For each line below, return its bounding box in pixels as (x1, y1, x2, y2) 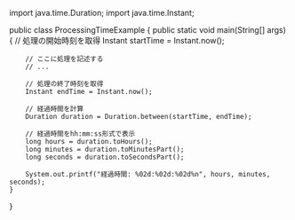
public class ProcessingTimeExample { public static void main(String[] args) (9, 25, 287, 35)
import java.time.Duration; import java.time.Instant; (9, 8, 195, 18)
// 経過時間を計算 (25, 105, 84, 114)
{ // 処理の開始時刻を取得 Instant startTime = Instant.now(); (9, 35, 225, 45)
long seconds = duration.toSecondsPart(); (25, 153, 185, 161)
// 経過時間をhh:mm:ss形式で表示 (25, 130, 136, 138)
